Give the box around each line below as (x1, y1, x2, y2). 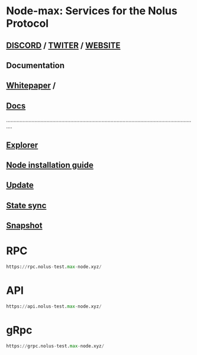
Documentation (6, 60, 65, 71)
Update (6, 180, 34, 190)
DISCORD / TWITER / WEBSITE (6, 40, 121, 50)
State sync (6, 200, 47, 210)
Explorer (6, 140, 38, 150)
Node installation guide (6, 160, 93, 170)
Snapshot (6, 220, 43, 231)
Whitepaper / (6, 81, 56, 91)
